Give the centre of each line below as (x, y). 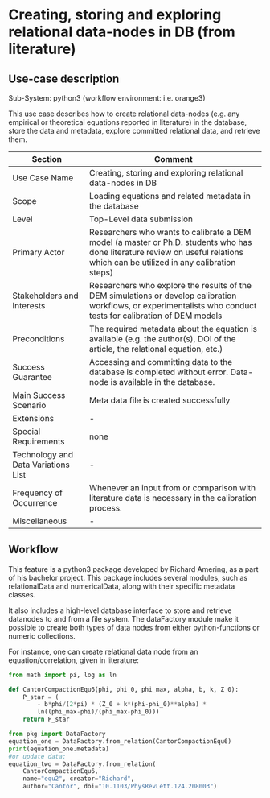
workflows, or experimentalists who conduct (173, 306)
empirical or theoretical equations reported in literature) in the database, (128, 122)
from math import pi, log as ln (62, 675)
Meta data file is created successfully (160, 400)
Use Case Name (43, 178)
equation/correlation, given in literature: (74, 660)
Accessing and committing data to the (161, 362)
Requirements (39, 442)
